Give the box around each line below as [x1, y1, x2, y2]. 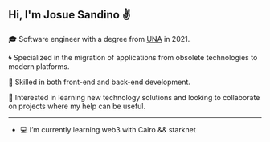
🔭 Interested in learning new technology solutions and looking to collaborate [8, 92, 260, 102]
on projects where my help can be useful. [8, 101, 146, 111]
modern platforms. [8, 61, 70, 71]
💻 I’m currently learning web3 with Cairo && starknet [19, 124, 197, 134]
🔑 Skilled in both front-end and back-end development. [8, 77, 191, 87]
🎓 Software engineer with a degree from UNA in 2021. [8, 34, 190, 43]
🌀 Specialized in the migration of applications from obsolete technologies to [8, 52, 258, 62]
